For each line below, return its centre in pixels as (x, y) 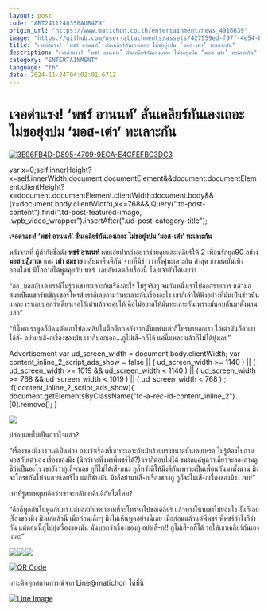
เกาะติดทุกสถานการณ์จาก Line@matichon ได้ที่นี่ (76, 582)
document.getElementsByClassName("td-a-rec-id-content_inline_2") (122, 396)
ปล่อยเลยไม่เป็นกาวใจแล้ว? (44, 434)
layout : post (31, 16)
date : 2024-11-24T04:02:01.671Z (62, 75)
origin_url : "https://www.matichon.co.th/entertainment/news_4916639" (128, 30)
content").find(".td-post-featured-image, (76, 212)
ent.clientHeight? (37, 186)
